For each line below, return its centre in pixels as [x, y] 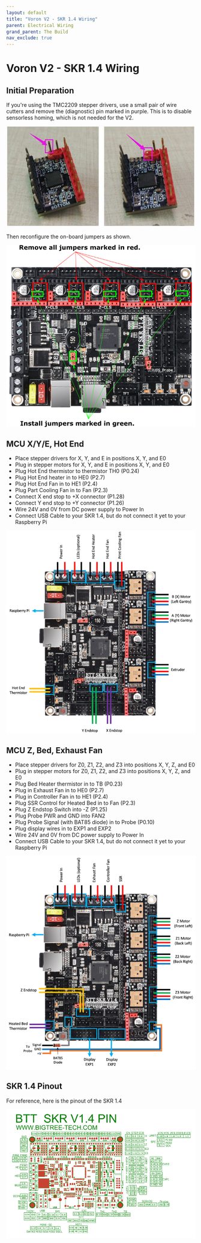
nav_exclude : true [29, 38]
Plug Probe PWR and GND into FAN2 [60, 816]
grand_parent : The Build [37, 32]
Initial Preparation [40, 90]
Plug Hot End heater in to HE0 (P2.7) [60, 477]
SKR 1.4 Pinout [34, 1086]
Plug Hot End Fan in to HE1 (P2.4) [56, 484]
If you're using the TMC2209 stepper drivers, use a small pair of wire [91, 105]
